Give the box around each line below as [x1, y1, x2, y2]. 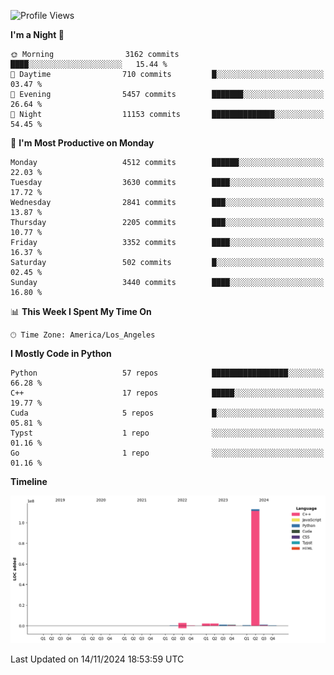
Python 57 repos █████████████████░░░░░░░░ [10, 368, 325, 378]
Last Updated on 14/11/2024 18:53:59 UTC [10, 653, 185, 665]
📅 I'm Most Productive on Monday [10, 137, 155, 149]
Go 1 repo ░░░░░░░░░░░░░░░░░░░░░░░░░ [10, 448, 325, 458]
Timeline [10, 476, 48, 487]
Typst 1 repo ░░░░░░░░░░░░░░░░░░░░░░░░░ [10, 428, 325, 438]
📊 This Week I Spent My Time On [10, 306, 152, 317]
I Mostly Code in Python [10, 348, 112, 359]
